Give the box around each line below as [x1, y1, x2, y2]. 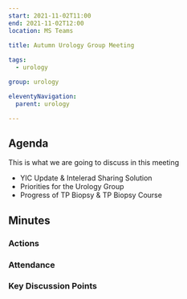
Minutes [8, 213, 51, 227]
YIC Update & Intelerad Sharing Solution [19, 173, 152, 183]
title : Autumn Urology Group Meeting [8, 42, 135, 50]
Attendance [8, 259, 55, 270]
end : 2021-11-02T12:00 [8, 19, 84, 27]
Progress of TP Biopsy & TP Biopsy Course [19, 190, 163, 200]
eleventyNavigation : [8, 92, 78, 100]
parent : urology [15, 99, 70, 108]
